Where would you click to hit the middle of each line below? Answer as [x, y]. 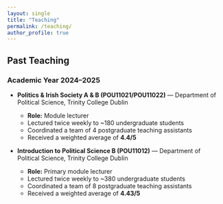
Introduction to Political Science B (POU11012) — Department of [109, 150]
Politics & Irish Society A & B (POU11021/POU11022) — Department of [116, 95]
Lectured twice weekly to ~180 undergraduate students [105, 123]
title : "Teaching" [33, 20]
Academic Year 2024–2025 [54, 80]
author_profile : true [38, 33]
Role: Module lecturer [58, 115]
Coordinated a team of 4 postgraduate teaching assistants [109, 130]
